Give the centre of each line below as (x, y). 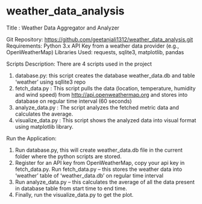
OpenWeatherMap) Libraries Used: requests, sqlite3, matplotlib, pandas (95, 52)
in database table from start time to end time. (71, 188)
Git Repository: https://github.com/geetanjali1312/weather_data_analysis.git (99, 39)
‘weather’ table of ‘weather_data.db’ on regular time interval (89, 175)
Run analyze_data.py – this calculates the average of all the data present (105, 182)
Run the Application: (31, 138)
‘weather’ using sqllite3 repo (50, 82)
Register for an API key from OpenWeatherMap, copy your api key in (100, 162)
